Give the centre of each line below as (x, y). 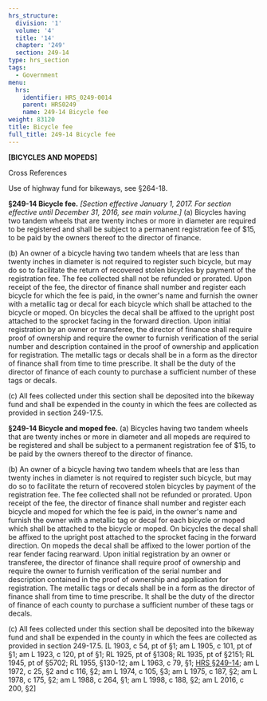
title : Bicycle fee (41, 127)
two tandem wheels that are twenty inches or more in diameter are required (132, 220)
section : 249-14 (42, 53)
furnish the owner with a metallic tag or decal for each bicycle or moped (127, 520)
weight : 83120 (32, 120)
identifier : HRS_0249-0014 (67, 97)
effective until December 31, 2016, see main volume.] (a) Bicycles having (127, 212)
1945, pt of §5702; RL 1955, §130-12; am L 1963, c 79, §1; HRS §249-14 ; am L (134, 663)
